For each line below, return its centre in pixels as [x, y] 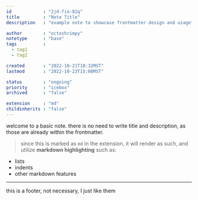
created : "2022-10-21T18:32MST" [55, 65]
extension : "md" [33, 104]
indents [24, 167]
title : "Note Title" [43, 17]
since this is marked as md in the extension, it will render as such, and [104, 143]
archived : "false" [37, 93]
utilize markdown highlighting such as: [68, 150]
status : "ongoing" [39, 82]
